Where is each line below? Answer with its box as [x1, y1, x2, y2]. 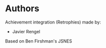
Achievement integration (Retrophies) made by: [5, 19, 101, 25]
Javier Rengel [12, 28, 40, 34]
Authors [5, 3, 39, 14]
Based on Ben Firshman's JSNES [5, 38, 72, 44]
